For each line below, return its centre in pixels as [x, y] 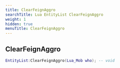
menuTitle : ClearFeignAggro [35, 29]
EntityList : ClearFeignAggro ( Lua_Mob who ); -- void [60, 60]
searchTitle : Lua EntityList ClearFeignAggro [54, 15]
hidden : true [19, 24]
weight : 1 [16, 19]
